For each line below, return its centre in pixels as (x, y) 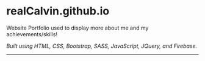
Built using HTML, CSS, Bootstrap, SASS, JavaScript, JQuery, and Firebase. (102, 46)
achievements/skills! (32, 34)
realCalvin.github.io (58, 11)
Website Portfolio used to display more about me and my (77, 28)
